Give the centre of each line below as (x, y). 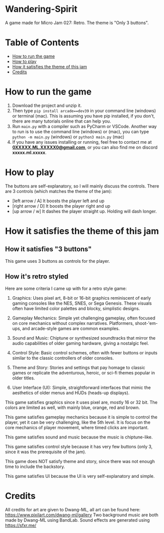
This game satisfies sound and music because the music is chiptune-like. (79, 437)
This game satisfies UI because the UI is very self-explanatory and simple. (80, 476)
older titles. (23, 378)
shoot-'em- (146, 323)
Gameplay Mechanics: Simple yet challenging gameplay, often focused (84, 318)
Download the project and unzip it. (47, 105)
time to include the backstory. (35, 467)
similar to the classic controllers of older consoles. (63, 358)
